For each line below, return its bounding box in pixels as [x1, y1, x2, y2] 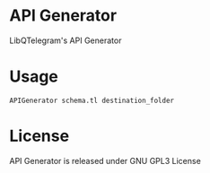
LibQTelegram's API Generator [9, 35, 122, 46]
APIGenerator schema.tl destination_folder [9, 96, 175, 105]
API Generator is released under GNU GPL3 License [9, 155, 202, 166]
